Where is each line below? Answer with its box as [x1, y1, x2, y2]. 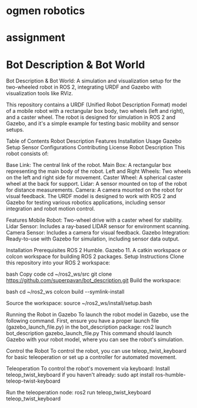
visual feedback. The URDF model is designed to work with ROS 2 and [6, 193, 176, 200]
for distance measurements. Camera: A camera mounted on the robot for [6, 186, 183, 193]
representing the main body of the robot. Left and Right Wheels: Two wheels [6, 168, 191, 175]
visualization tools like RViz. [6, 90, 74, 97]
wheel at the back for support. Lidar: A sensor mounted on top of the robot [6, 180, 187, 188]
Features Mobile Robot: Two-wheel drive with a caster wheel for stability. [6, 216, 183, 224]
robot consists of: [6, 150, 49, 157]
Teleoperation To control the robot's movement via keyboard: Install [6, 365, 171, 372]
